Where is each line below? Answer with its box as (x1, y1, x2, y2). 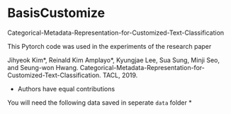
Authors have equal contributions (17, 84, 115, 93)
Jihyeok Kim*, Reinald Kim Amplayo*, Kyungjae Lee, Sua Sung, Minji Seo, (7, 55, 220, 64)
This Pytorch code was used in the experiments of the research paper (7, 42, 212, 50)
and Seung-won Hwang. (7, 63, 79, 72)
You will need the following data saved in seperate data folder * (7, 98, 193, 107)
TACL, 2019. (102, 71, 138, 79)
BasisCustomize (7, 5, 106, 21)
